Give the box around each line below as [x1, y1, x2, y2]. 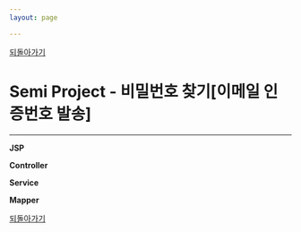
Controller [9, 159, 48, 170]
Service [9, 176, 39, 188]
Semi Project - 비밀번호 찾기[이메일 [9, 82, 261, 101]
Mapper [9, 194, 39, 205]
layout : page [9, 13, 58, 22]
